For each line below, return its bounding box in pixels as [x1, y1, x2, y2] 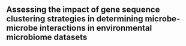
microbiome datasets [6, 32, 88, 42]
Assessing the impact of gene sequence [6, 5, 160, 15]
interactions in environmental [39, 23, 152, 33]
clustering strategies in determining [6, 14, 143, 24]
